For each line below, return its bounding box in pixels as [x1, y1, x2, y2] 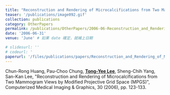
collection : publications [5, 17, 60, 22]
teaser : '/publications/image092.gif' [5, 12, 87, 17]
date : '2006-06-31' [5, 31, 47, 36]
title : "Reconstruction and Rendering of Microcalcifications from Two [5, 7, 159, 13]
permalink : [5, 26, 28, 31]
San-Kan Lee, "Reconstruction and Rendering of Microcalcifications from [5, 73, 158, 79]
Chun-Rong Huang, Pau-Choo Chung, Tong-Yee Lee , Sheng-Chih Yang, [5, 68, 156, 74]
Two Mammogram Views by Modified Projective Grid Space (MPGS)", [5, 79, 150, 85]
